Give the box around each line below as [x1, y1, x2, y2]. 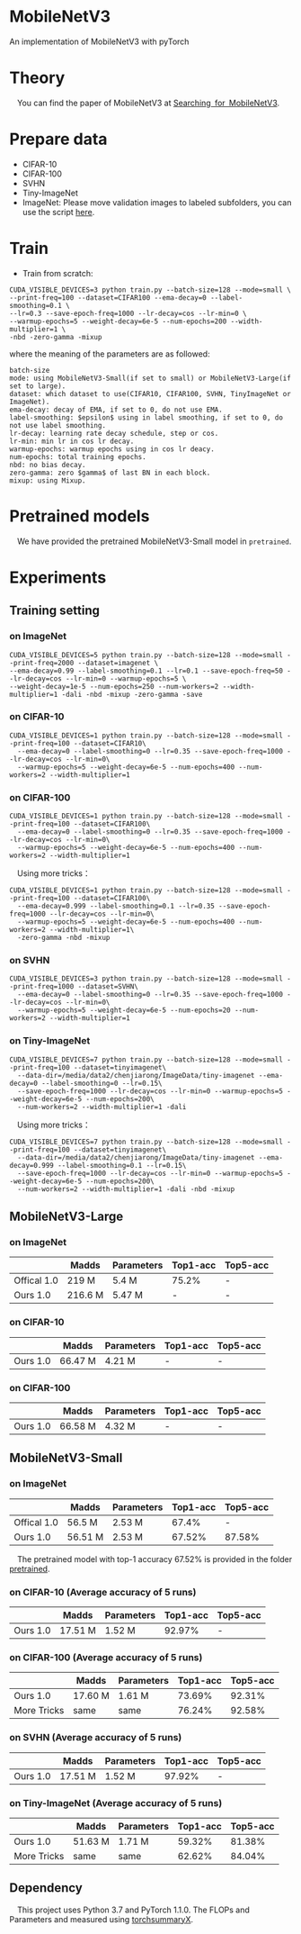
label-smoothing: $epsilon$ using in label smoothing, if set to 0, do [9, 412, 283, 422]
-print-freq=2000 [9, 658, 75, 667]
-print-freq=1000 [9, 982, 75, 991]
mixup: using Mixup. [9, 475, 87, 485]
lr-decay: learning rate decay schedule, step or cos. [9, 429, 219, 438]
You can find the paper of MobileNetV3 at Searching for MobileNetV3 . [17, 97, 280, 108]
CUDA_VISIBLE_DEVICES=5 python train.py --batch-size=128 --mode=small [9, 650, 283, 659]
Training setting [9, 603, 101, 619]
